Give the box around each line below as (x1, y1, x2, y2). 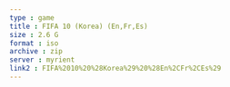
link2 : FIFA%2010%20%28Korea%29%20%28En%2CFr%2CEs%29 (9, 64, 222, 73)
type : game (9, 13, 55, 23)
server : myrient (9, 55, 75, 64)
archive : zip (9, 47, 64, 56)
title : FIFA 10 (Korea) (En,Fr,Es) (9, 22, 148, 31)
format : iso (9, 38, 59, 48)
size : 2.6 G (9, 30, 59, 39)
